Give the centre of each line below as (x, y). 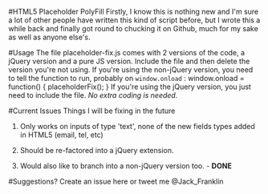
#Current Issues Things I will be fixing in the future (92, 111)
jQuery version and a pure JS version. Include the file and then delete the (129, 61)
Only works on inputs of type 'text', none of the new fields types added (137, 126)
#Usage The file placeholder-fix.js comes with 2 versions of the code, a (127, 53)
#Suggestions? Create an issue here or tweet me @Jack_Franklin (116, 181)
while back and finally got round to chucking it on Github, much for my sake (133, 28)
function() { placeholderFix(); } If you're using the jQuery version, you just (130, 87)
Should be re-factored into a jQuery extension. (97, 150)
